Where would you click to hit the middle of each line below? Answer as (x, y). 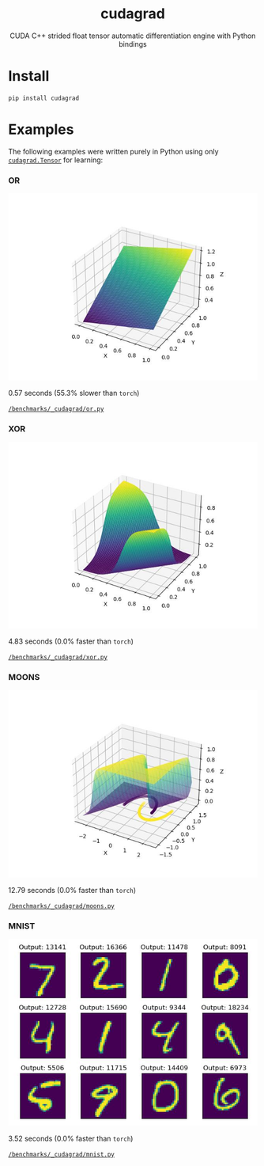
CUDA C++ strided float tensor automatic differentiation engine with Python (133, 36)
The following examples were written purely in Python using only (113, 151)
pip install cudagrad (44, 98)
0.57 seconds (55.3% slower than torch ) (74, 393)
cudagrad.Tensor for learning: (56, 160)
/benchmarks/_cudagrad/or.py (56, 409)
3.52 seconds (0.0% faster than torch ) (71, 1138)
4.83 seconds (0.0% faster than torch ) (71, 641)
